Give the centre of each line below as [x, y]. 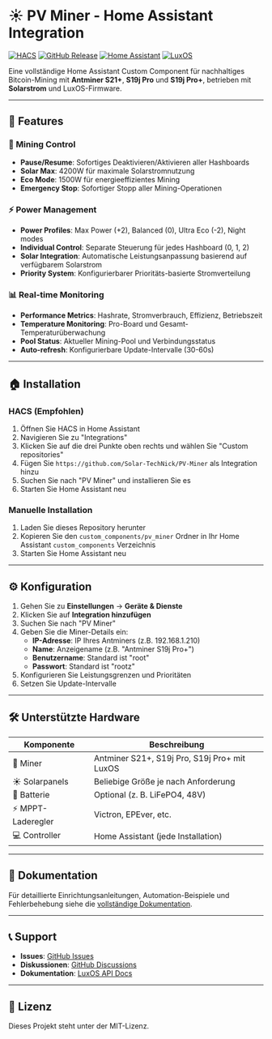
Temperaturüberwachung [63, 333]
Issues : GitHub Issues [57, 956]
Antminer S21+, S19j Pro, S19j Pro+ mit [170, 758]
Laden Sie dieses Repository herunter [83, 528]
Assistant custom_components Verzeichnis [88, 545]
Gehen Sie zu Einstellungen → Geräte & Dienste [101, 606]
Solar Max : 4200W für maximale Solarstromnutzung [107, 171]
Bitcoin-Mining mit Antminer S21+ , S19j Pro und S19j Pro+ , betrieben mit [130, 79]
